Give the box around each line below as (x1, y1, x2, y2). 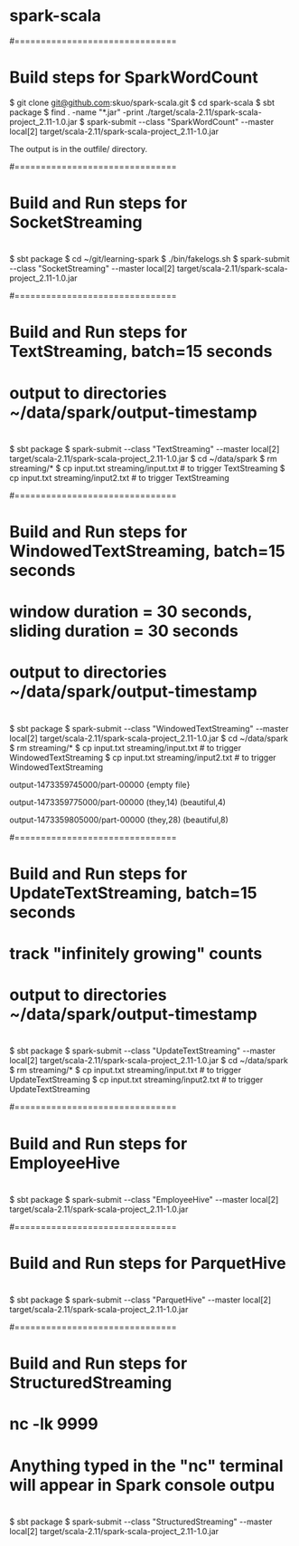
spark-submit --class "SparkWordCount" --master (86, 116, 274, 127)
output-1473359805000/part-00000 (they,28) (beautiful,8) (9, 814, 229, 825)
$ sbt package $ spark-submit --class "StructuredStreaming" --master (9, 1516, 273, 1527)
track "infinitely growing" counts (9, 943, 263, 964)
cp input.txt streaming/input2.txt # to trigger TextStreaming (9, 472, 230, 483)
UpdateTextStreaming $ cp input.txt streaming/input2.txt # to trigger (9, 1074, 264, 1085)
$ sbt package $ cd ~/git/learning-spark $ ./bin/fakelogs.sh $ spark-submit (9, 254, 290, 264)
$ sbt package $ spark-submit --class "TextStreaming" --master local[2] (9, 443, 280, 454)
